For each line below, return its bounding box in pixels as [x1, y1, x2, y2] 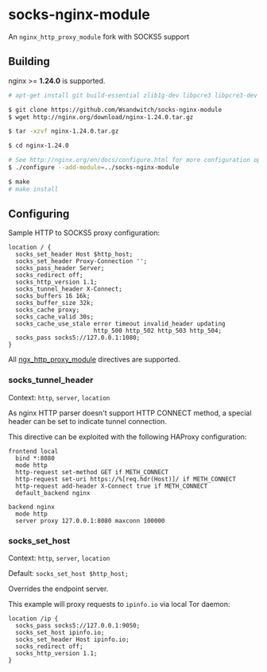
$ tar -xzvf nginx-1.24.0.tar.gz [8, 127, 119, 136]
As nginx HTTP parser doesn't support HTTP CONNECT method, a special [8, 407, 252, 418]
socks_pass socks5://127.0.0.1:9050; [15, 622, 141, 630]
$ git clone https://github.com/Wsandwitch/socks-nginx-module [8, 106, 222, 114]
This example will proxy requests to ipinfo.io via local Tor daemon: [8, 600, 230, 609]
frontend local [8, 447, 59, 455]
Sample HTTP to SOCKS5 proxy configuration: [8, 228, 161, 238]
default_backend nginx [15, 489, 91, 497]
